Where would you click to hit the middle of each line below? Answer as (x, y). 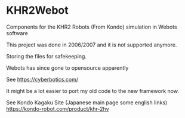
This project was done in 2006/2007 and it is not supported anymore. (92, 45)
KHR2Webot (37, 10)
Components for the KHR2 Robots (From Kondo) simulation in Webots (92, 27)
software (17, 33)
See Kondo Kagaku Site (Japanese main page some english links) (87, 103)
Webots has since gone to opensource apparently (67, 68)
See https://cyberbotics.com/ (42, 79)
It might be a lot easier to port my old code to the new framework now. (92, 91)
